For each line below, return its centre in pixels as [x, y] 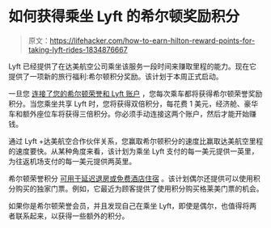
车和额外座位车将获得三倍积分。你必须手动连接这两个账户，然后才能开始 [129, 113]
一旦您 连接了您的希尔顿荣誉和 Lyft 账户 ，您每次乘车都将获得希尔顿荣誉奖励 [135, 93]
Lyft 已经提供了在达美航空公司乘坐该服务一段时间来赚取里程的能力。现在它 [133, 66]
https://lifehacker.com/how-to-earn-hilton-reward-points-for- [152, 40]
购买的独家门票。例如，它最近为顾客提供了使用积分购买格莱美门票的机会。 [139, 188]
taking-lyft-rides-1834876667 [78, 49]
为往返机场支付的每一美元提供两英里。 [72, 161]
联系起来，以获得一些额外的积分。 [72, 216]
